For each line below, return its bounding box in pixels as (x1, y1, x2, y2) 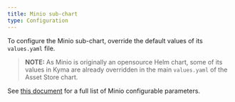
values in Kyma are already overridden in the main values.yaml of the (24, 65, 228, 74)
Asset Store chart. (24, 72, 78, 81)
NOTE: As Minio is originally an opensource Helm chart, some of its (24, 57, 223, 66)
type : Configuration (7, 17, 69, 24)
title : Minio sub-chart (7, 10, 78, 18)
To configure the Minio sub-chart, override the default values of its (7, 36, 203, 45)
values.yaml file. (7, 44, 56, 52)
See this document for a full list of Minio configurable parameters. (7, 86, 201, 95)
